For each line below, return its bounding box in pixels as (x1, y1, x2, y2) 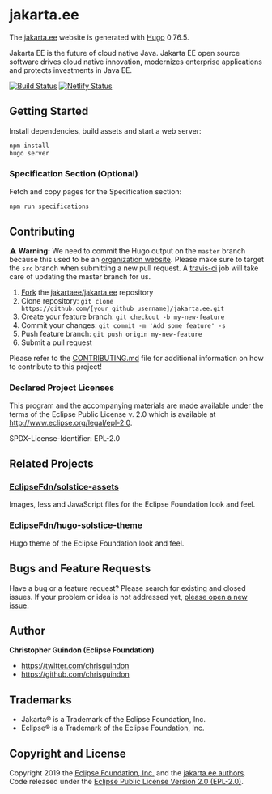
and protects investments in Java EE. (9, 65, 133, 74)
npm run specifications (9, 202, 90, 210)
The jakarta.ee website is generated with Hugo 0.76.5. (9, 32, 189, 42)
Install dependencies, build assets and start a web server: (9, 125, 202, 135)
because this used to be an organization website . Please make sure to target (9, 255, 264, 265)
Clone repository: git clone (20, 296, 114, 306)
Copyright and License (9, 746, 126, 760)
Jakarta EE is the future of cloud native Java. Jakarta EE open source (9, 48, 240, 57)
